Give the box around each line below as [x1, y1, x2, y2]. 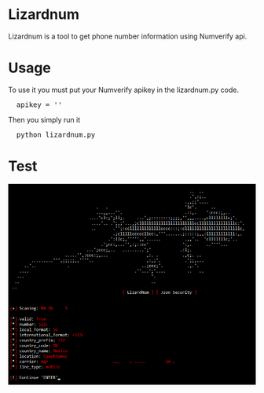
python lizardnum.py [16, 130, 96, 139]
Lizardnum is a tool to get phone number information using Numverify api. [8, 31, 247, 41]
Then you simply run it [8, 115, 81, 124]
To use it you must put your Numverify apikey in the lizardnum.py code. [8, 85, 240, 94]
